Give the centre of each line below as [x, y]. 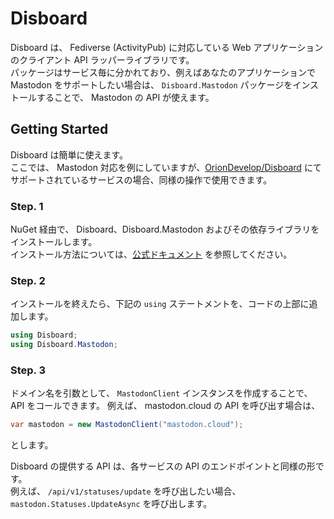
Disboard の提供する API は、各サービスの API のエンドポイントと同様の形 [163, 466]
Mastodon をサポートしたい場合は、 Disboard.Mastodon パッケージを [151, 84]
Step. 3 [28, 370]
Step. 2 [28, 280]
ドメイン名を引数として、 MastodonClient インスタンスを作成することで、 [161, 393]
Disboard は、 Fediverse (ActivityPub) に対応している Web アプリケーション [167, 47]
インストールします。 [54, 242]
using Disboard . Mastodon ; [64, 345]
